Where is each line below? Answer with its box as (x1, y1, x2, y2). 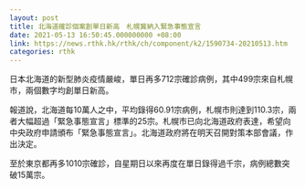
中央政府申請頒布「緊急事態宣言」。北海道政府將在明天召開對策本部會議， (9, 127, 286, 138)
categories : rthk (9, 47, 76, 57)
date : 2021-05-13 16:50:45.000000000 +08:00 (9, 30, 182, 39)
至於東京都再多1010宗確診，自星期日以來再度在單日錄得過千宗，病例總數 (9, 158, 283, 169)
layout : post (9, 13, 59, 23)
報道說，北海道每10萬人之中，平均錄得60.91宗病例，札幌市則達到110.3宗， (9, 104, 289, 115)
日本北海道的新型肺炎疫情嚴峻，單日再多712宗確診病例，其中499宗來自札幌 (9, 74, 294, 85)
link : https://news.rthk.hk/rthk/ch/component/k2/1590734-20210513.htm (9, 38, 288, 48)
